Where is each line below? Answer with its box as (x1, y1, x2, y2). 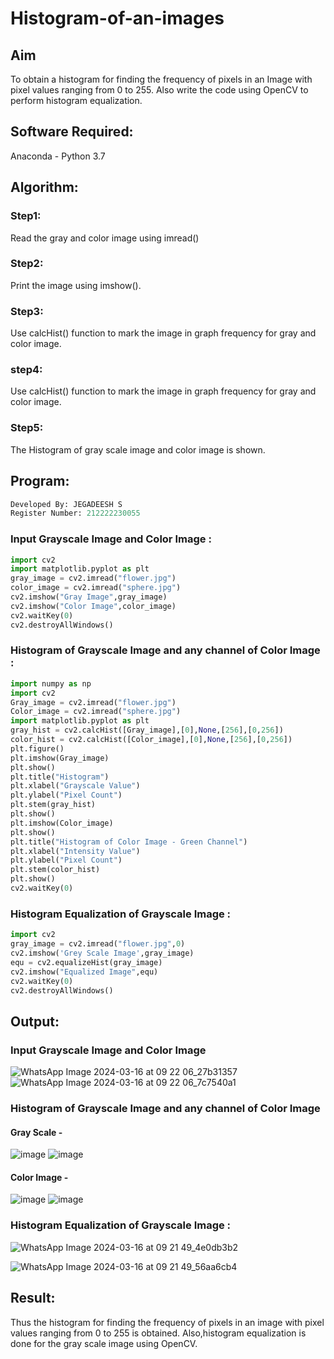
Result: (10, 1290, 56, 1307)
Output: (10, 1013, 60, 1030)
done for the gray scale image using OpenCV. (10, 1337, 198, 1349)
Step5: (10, 421, 44, 435)
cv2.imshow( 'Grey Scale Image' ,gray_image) (10, 948, 195, 959)
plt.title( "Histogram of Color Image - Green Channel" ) (10, 837, 248, 847)
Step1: (10, 209, 42, 223)
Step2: (10, 257, 44, 271)
